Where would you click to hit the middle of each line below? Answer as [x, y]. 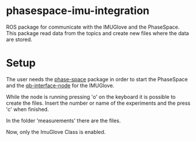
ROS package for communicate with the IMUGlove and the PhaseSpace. [93, 27]
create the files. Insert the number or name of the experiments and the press [98, 103]
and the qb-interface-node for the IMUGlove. [60, 85]
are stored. [19, 39]
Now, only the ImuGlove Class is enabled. [56, 132]
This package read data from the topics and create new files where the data [97, 33]
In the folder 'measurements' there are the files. [63, 121]
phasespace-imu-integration [78, 11]
